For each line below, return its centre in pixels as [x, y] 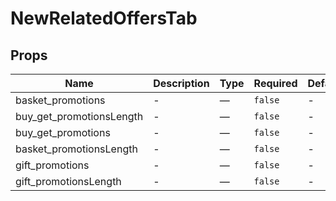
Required [275, 83]
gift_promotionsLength [68, 181]
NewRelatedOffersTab [104, 18]
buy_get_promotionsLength [79, 116]
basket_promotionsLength [76, 149]
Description [181, 83]
